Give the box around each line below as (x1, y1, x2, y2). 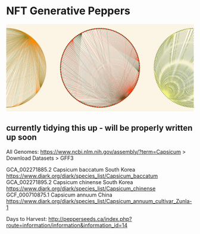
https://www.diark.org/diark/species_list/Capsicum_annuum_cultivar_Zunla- (6, 197, 192, 204)
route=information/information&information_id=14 (6, 222, 128, 229)
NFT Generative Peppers (6, 4, 131, 18)
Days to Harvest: (6, 215, 48, 222)
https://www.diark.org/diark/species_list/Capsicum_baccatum (6, 172, 158, 179)
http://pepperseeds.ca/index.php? (48, 215, 132, 222)
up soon (6, 132, 37, 143)
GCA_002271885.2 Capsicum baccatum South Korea (6, 166, 136, 173)
